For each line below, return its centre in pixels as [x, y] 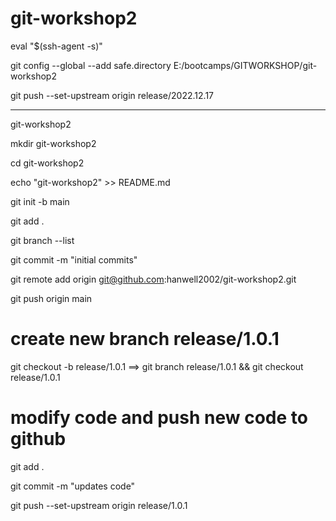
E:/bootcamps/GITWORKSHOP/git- [245, 65]
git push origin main [51, 298]
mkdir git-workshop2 [53, 143]
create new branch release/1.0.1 [145, 339]
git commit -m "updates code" [73, 486]
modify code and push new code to [159, 418]
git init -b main [40, 201]
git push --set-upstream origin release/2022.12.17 [112, 95]
